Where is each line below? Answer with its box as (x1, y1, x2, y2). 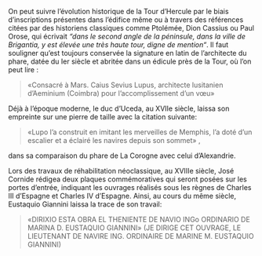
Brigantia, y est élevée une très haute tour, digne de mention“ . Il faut (8, 40, 229, 49)
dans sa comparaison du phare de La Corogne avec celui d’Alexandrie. (8, 151, 237, 160)
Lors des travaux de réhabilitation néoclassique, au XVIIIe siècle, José (8, 166, 235, 175)
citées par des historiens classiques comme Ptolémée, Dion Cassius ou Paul (8, 24, 255, 32)
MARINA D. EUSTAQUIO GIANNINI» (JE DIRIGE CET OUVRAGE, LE (27, 223, 242, 232)
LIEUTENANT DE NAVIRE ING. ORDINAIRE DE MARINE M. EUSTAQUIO (27, 232, 255, 240)
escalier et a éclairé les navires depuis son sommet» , (27, 136, 201, 144)
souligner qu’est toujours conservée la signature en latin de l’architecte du (8, 49, 247, 57)
